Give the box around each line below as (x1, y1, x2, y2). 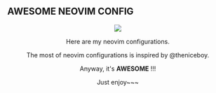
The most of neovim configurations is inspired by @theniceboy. (26, 50, 210, 59)
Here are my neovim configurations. (66, 37, 170, 45)
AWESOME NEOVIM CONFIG (7, 6, 134, 17)
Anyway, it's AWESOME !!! (79, 64, 156, 73)
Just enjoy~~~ (97, 78, 139, 86)
